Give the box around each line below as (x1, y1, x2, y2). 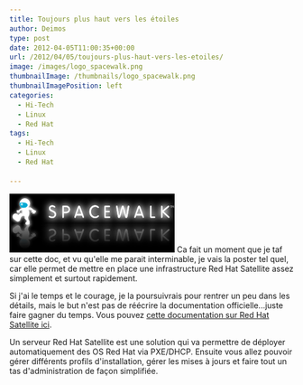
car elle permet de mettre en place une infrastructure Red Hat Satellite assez (9, 263, 294, 274)
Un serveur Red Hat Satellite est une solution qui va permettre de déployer (9, 336, 286, 347)
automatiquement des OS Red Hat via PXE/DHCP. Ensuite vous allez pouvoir (9, 346, 293, 357)
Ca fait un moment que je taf (176, 244, 283, 255)
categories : (9, 90, 54, 99)
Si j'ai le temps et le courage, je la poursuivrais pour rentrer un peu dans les (9, 290, 290, 301)
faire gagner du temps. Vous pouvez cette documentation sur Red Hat (9, 309, 270, 320)
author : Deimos (9, 23, 67, 33)
